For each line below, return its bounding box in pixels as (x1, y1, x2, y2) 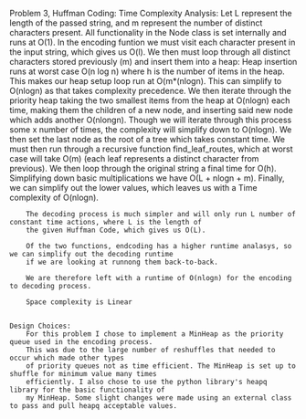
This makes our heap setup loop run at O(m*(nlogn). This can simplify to (9, 76, 282, 86)
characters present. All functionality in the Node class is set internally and (9, 27, 287, 37)
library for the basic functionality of (9, 385, 166, 394)
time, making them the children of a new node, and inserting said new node (9, 105, 294, 115)
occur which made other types (9, 353, 125, 362)
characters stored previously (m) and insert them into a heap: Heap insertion (9, 57, 298, 67)
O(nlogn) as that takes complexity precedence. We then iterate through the (9, 86, 292, 96)
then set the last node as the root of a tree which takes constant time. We (9, 134, 286, 144)
